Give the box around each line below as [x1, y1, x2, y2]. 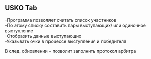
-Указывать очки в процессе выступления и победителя [5, 38, 127, 44]
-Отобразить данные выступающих [5, 33, 82, 39]
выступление [5, 27, 33, 34]
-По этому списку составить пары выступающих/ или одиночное [5, 22, 146, 28]
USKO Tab [5, 4, 37, 12]
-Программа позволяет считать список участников [5, 17, 117, 23]
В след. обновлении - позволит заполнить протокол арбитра [5, 48, 136, 54]
